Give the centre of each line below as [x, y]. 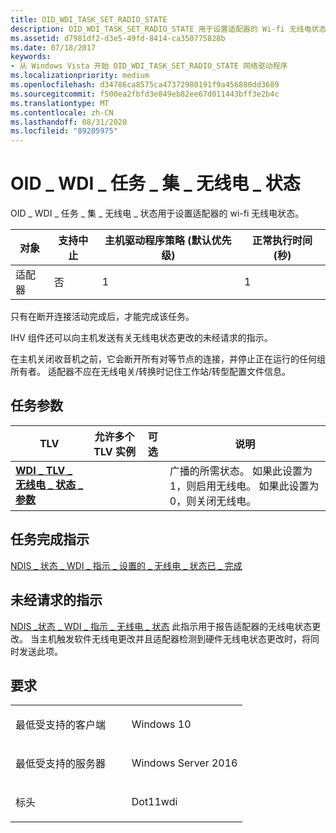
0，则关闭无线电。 [213, 501]
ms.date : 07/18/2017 [53, 47]
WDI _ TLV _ [44, 470]
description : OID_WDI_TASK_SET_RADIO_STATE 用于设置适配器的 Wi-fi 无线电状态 [168, 29]
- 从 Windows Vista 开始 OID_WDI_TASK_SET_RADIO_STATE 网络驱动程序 [149, 66]
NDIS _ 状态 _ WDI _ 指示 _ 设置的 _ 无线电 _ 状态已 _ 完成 [126, 565]
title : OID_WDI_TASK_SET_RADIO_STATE [89, 19]
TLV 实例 [114, 451]
